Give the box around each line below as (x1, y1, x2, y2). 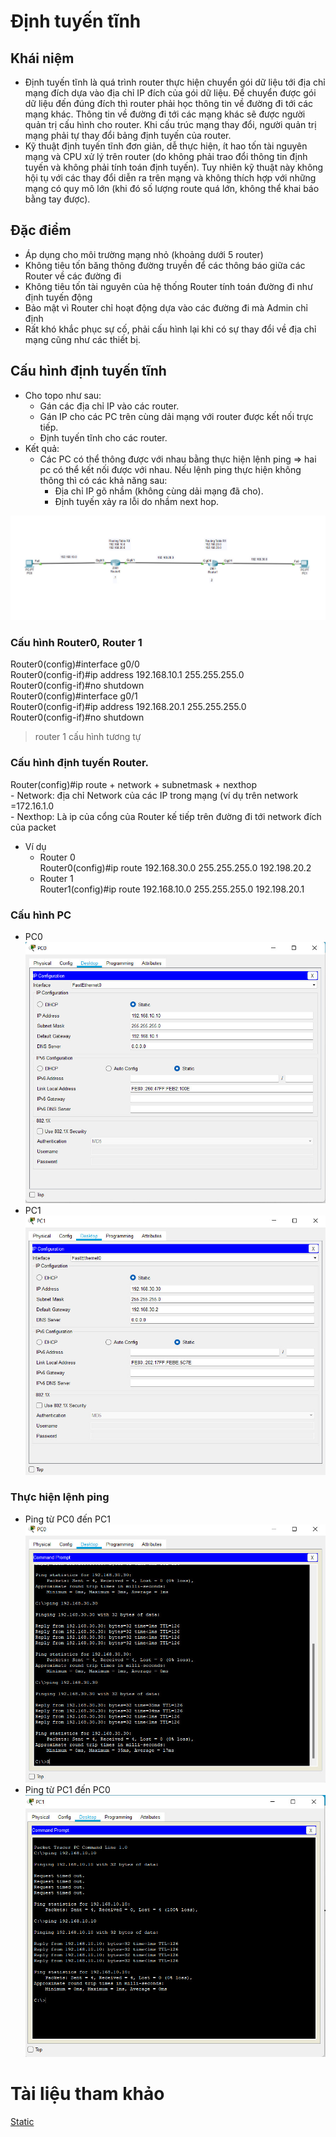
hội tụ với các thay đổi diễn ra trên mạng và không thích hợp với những (24, 172, 317, 184)
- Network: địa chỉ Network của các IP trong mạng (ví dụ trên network (10, 789, 299, 801)
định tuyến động (24, 291, 93, 303)
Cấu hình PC (10, 908, 72, 922)
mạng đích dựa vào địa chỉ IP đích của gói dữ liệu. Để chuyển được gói (24, 87, 317, 99)
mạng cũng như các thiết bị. (24, 333, 141, 345)
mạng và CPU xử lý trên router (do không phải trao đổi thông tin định (24, 151, 308, 162)
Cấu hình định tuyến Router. (10, 756, 150, 770)
